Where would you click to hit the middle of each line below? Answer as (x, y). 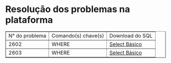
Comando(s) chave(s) (78, 35)
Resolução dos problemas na (68, 9)
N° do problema (27, 35)
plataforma (29, 20)
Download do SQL (131, 35)
